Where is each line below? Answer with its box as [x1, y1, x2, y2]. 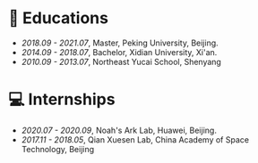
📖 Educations [8, 8, 109, 29]
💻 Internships [8, 89, 116, 110]
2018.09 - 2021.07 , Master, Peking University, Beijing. [21, 37, 219, 48]
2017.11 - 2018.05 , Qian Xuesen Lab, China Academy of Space [21, 134, 250, 145]
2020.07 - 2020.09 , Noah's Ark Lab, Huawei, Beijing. [21, 125, 217, 135]
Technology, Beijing [21, 143, 95, 154]
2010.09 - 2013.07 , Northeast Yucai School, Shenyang [21, 56, 221, 67]
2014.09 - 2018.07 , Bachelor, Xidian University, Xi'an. [21, 46, 218, 57]
